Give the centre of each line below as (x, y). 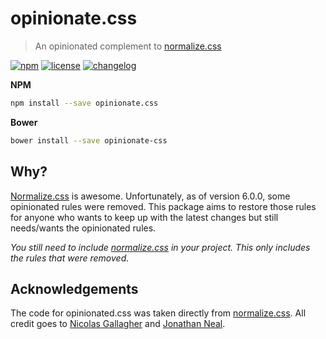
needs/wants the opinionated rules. (83, 228)
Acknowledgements (74, 288)
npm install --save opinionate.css (84, 103)
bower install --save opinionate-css (89, 140)
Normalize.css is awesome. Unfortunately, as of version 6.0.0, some (150, 196)
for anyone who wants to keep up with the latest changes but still (144, 217)
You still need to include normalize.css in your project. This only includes (160, 247)
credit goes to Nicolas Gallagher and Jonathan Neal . (118, 324)
